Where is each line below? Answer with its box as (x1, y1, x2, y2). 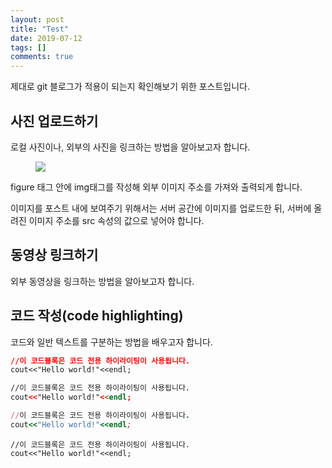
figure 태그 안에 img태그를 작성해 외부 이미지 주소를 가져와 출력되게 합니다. (10, 181, 303, 193)
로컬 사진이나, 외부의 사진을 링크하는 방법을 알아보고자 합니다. (10, 141, 251, 153)
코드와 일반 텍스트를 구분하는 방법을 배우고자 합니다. (10, 336, 213, 348)
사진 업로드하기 (10, 112, 99, 130)
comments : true (10, 52, 74, 62)
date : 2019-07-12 (10, 33, 83, 43)
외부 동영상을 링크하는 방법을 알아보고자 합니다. (10, 275, 195, 287)
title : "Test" (10, 24, 70, 34)
